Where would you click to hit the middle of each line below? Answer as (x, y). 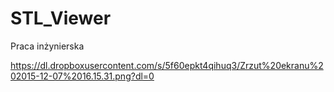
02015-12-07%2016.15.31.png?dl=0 (82, 76)
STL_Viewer (61, 18)
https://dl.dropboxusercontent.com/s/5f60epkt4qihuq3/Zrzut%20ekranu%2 (167, 65)
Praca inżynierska (47, 46)
